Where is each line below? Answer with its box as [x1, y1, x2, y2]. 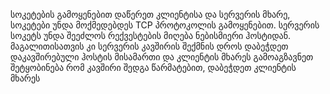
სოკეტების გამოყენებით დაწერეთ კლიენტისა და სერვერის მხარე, [10, 9, 291, 20]
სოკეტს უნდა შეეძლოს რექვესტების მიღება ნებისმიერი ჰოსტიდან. [10, 30, 292, 41]
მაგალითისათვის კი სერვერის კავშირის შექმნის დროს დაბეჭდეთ [10, 40, 289, 52]
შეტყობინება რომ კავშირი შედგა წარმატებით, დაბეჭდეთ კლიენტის [10, 62, 297, 73]
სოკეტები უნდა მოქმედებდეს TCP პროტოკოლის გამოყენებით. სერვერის [10, 19, 320, 31]
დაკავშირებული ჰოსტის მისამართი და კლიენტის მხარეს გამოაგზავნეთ [10, 51, 314, 63]
